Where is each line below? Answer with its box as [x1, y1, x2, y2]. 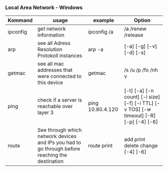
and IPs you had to [37, 139, 81, 146]
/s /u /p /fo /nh [124, 66, 158, 73]
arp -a [88, 46, 103, 53]
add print [124, 136, 145, 143]
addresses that [37, 66, 72, 73]
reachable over [37, 103, 73, 110]
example [93, 17, 114, 24]
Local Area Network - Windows [5, 4, 83, 11]
